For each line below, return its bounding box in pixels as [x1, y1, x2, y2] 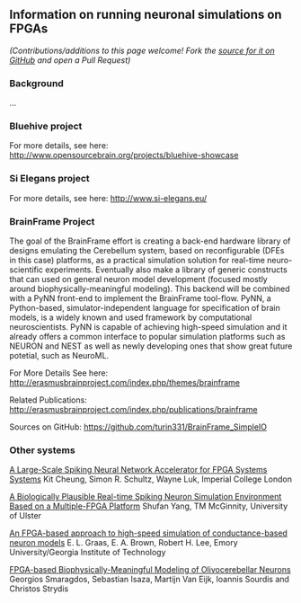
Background [9, 76, 65, 89]
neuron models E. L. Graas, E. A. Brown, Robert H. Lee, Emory [9, 537, 238, 548]
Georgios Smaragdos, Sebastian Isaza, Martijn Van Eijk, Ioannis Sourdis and [9, 574, 290, 585]
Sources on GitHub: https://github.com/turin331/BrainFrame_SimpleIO [9, 421, 268, 432]
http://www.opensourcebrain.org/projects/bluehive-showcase [9, 150, 239, 161]
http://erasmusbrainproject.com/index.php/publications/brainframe [9, 404, 258, 414]
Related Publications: [9, 395, 87, 405]
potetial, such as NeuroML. [9, 350, 110, 360]
